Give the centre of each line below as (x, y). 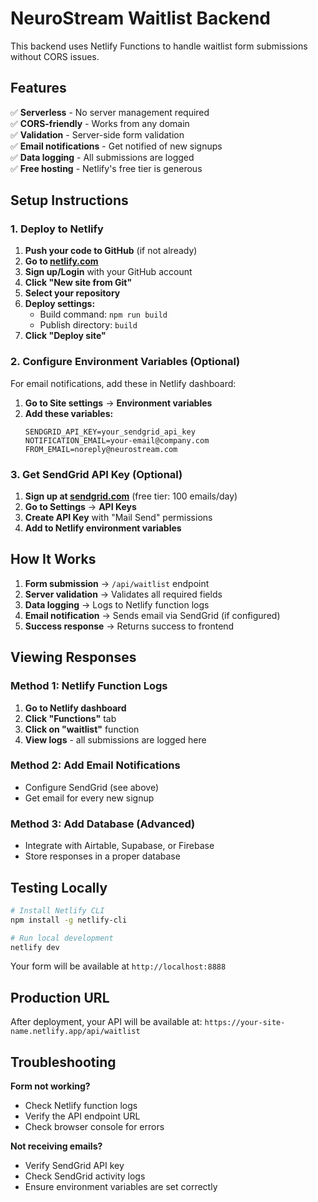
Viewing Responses (73, 657)
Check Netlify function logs (81, 1106)
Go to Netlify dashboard (75, 708)
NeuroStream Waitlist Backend (141, 18)
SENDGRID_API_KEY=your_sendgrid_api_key (110, 432)
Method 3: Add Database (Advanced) (103, 824)
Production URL (60, 997)
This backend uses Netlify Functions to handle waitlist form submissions (159, 46)
